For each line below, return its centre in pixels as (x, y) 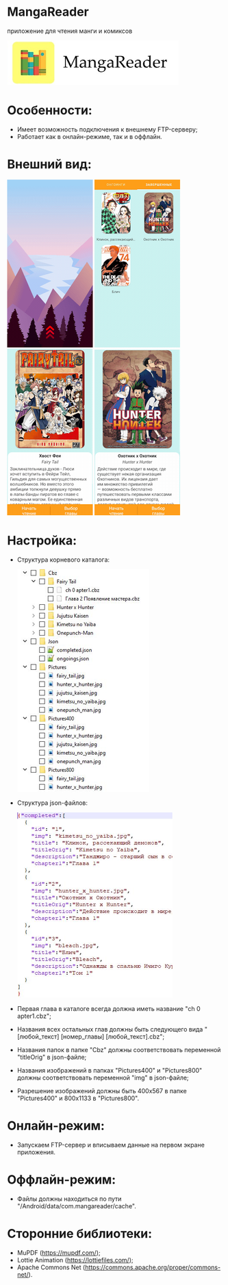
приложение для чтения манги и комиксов (70, 31)
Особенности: (50, 111)
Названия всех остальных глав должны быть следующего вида (110, 1029)
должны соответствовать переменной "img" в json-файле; (103, 1077)
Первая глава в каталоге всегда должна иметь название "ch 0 (109, 1008)
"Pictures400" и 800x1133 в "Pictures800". (78, 1098)
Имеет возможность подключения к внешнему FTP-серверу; (107, 129)
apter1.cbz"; (34, 1016)
